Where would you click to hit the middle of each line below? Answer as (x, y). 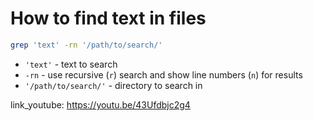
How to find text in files (108, 18)
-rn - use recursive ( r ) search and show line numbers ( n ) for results (163, 74)
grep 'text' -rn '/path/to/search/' (86, 45)
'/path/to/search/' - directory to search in (113, 85)
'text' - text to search (71, 64)
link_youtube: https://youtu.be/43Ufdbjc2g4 (100, 104)
